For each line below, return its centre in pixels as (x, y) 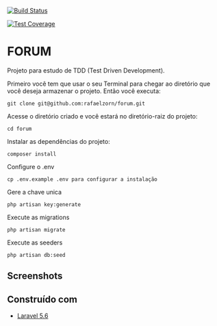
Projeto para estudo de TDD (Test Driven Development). (86, 70)
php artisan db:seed (37, 255)
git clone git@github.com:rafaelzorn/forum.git (76, 103)
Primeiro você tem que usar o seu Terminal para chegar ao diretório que (109, 84)
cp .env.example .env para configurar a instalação (82, 179)
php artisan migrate (37, 229)
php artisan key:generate (44, 204)
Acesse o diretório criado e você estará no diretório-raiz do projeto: (102, 116)
